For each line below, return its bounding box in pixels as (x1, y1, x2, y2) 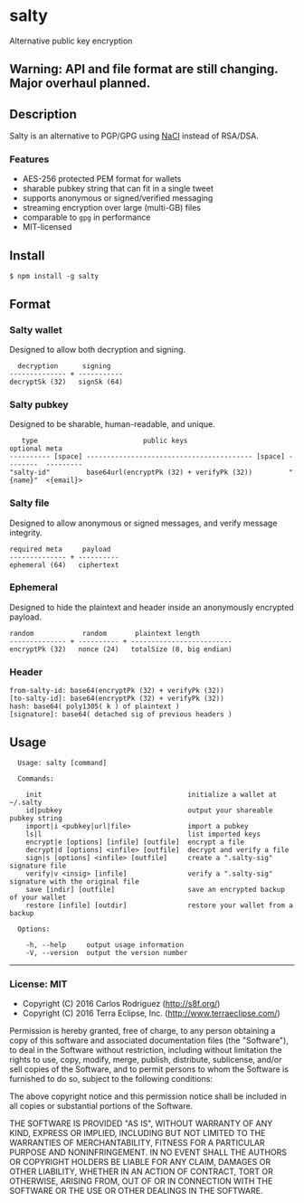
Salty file (9, 497, 50, 509)
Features (9, 153, 50, 166)
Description (9, 106, 77, 122)
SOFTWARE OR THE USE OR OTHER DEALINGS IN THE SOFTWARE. (9, 1186, 263, 1197)
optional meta (9, 444, 63, 453)
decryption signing (17, 361, 111, 371)
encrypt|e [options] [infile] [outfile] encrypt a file (25, 838, 245, 847)
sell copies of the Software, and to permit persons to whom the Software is (9, 1064, 290, 1075)
